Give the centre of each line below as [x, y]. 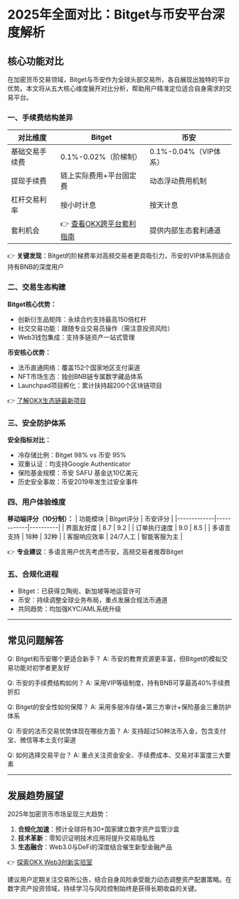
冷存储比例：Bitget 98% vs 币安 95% [72, 454]
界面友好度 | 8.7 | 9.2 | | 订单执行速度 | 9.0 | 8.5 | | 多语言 [148, 528]
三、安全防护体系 [37, 423]
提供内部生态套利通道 [185, 230]
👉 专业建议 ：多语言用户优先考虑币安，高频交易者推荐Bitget [95, 552]
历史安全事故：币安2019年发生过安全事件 [78, 482]
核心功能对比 [36, 61]
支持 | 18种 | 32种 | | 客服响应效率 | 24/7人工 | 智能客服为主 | [95, 537]
